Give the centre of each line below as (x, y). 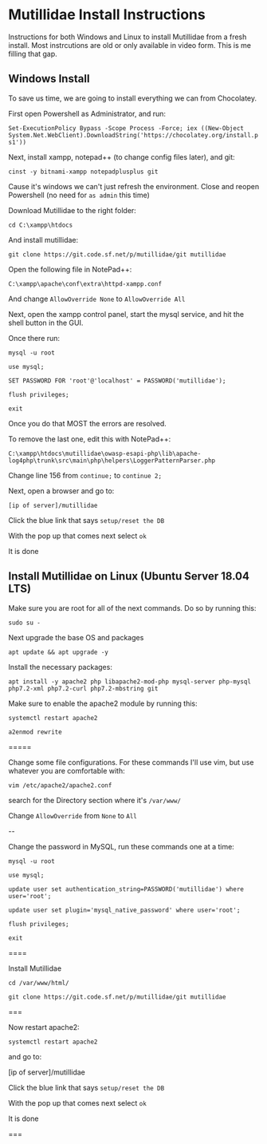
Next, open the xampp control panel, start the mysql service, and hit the (126, 314)
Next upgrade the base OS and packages (76, 637)
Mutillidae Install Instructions (107, 15)
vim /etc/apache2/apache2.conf (60, 785)
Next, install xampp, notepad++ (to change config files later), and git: (122, 156)
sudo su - (25, 623)
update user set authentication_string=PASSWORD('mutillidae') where (126, 889)
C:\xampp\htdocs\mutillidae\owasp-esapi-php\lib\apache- (105, 453)
